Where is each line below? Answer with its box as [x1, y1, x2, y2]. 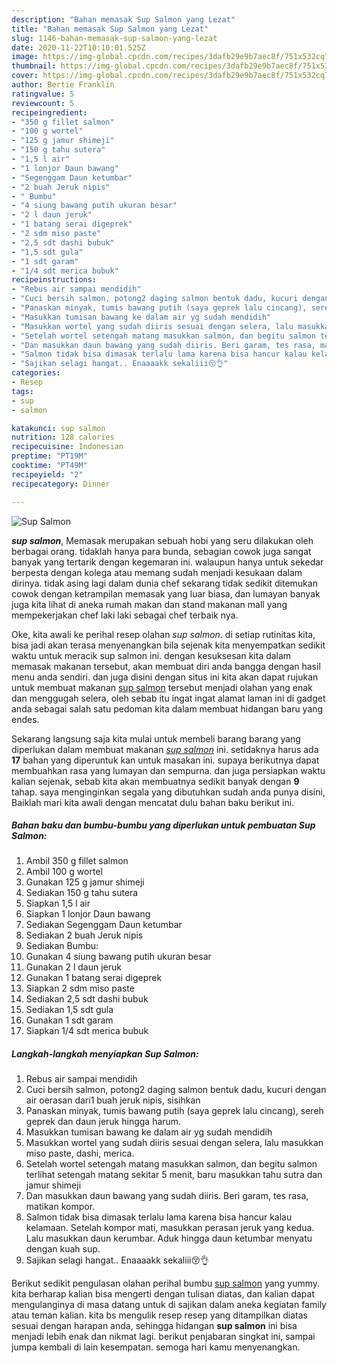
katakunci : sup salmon [11, 423, 106, 433]
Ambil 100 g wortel [25, 866, 103, 878]
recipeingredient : [11, 107, 88, 118]
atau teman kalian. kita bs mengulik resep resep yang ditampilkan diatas [11, 1309, 308, 1321]
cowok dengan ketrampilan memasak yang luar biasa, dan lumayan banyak [11, 587, 321, 600]
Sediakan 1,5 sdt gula [25, 1004, 114, 1016]
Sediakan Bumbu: [25, 940, 99, 952]
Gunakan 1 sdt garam [25, 1014, 114, 1026]
